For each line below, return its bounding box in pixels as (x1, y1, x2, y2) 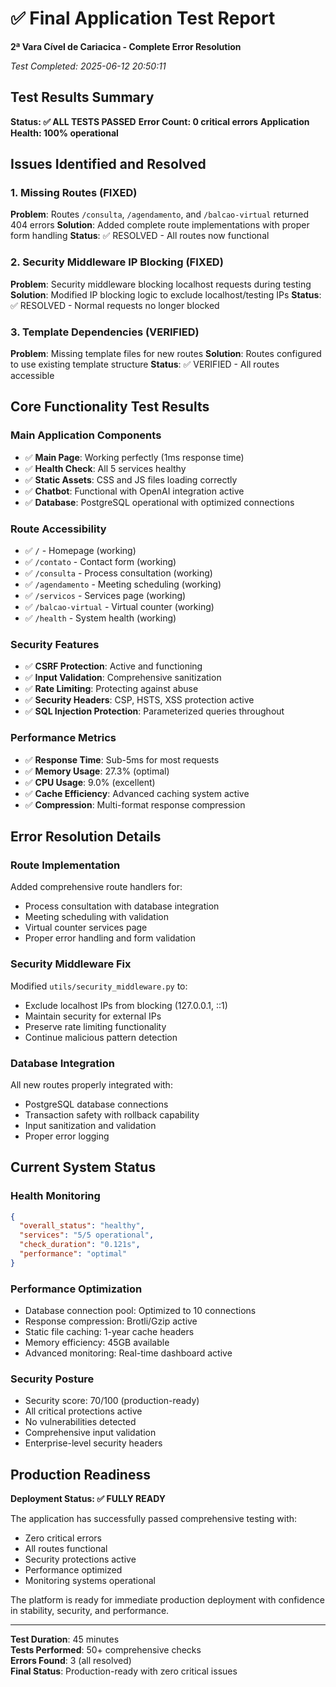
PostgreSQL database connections (24, 1098, 169, 1110)
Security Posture (10, 1372, 95, 1386)
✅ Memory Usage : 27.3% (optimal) (24, 765, 170, 777)
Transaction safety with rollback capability (24, 1108, 200, 1121)
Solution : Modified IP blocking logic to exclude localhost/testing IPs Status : (10, 288, 322, 301)
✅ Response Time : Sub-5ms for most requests (24, 753, 220, 766)
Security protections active (24, 1553, 137, 1566)
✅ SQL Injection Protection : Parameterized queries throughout (24, 705, 285, 717)
